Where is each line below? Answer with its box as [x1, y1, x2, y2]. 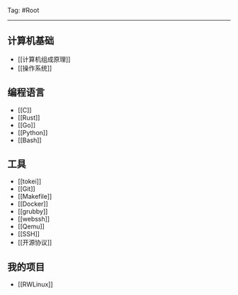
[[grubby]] [17, 207, 48, 216]
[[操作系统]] [17, 64, 52, 72]
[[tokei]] [17, 177, 41, 186]
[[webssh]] [17, 215, 50, 224]
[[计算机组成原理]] [17, 54, 71, 63]
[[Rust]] [17, 113, 40, 122]
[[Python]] [17, 128, 48, 137]
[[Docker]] [17, 199, 48, 208]
